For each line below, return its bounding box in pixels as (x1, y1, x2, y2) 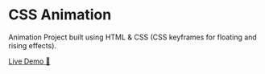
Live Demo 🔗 (8, 56, 51, 66)
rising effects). (8, 40, 57, 50)
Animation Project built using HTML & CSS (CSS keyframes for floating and (8, 32, 258, 42)
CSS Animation (8, 6, 112, 24)
